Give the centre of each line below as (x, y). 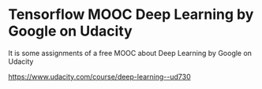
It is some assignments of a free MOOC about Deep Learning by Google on (130, 53)
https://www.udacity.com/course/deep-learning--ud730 (99, 76)
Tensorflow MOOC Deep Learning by (131, 15)
